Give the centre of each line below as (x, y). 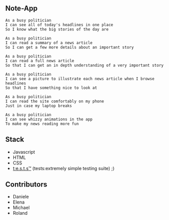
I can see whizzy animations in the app (49, 119)
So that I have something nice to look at (51, 88)
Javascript (24, 152)
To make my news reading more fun (42, 124)
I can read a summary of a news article (49, 43)
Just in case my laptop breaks (39, 106)
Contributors (26, 185)
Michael (21, 208)
